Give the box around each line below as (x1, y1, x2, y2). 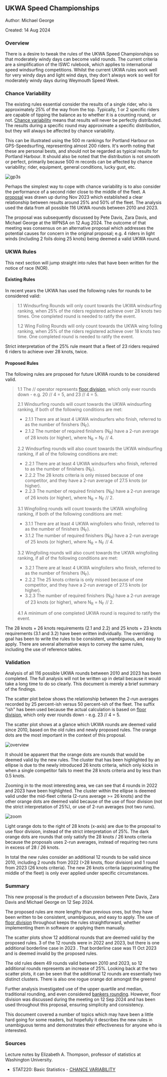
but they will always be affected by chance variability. (5, 128, 116, 134)
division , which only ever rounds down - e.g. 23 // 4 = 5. (5, 712, 121, 718)
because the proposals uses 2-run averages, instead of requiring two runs (5, 839, 158, 845)
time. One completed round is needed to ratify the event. (17, 333, 134, 339)
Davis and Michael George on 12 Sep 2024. (5, 899, 94, 905)
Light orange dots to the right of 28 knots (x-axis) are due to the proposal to (5, 823, 161, 829)
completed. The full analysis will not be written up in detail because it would (5, 675, 161, 681)
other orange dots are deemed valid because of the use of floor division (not (5, 798, 163, 804)
